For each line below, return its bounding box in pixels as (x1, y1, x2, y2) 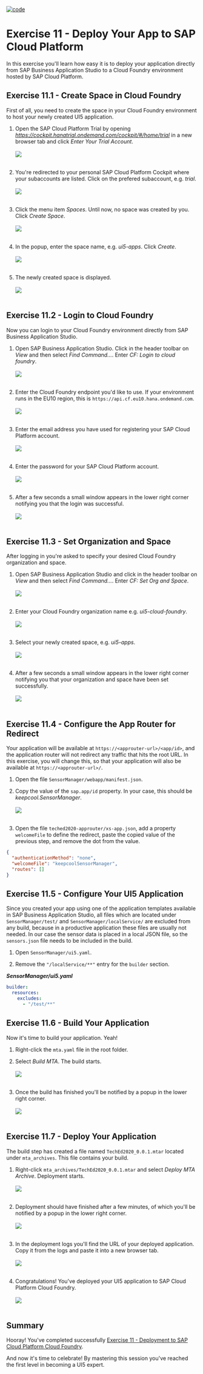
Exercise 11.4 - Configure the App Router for (6, 719, 176, 729)
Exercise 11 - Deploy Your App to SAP (6, 27, 196, 41)
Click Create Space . (15, 212, 65, 219)
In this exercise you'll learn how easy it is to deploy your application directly (6, 60, 195, 67)
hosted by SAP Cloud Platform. (6, 73, 84, 80)
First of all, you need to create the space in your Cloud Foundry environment (6, 106, 197, 114)
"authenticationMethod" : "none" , (12, 855, 96, 861)
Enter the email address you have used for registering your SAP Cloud (15, 425, 190, 432)
